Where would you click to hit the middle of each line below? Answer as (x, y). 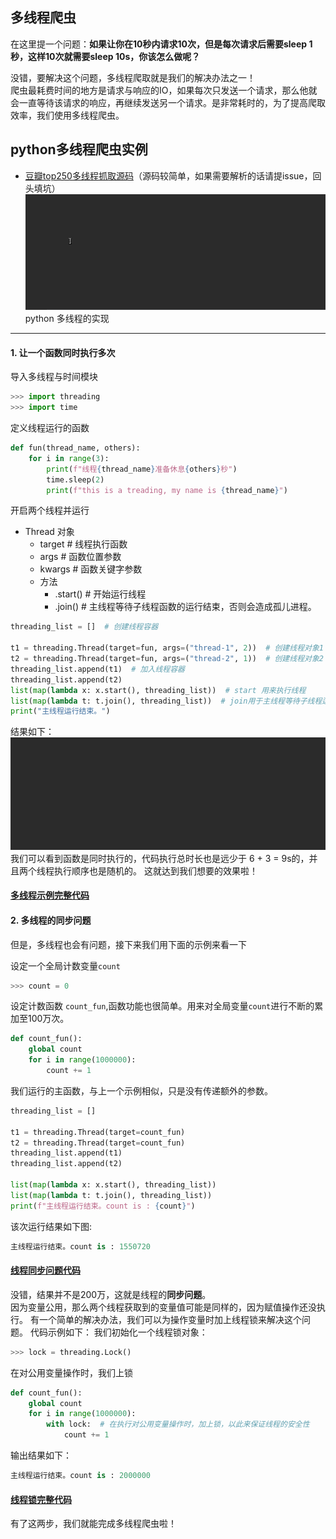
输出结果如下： (41, 1455)
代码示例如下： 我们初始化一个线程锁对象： (118, 1332)
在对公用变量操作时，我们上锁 (71, 1372)
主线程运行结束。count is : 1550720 (81, 1246)
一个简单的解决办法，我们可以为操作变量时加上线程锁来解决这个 (170, 1319)
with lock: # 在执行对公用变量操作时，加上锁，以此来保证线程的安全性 (178, 1424)
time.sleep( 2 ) (75, 479)
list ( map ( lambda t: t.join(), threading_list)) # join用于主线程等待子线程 (166, 701)
